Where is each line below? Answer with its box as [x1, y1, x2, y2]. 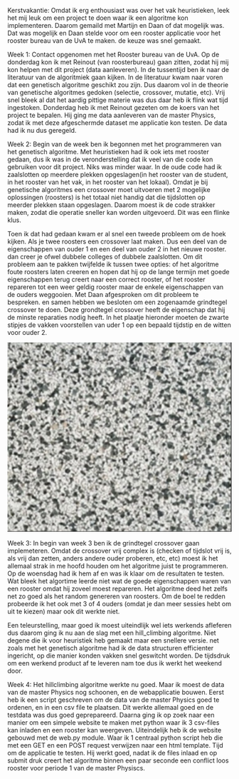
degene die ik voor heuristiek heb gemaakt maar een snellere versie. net [7, 636, 219, 645]
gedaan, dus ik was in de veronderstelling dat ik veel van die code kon [7, 155, 213, 164]
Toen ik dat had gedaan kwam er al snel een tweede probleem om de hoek [7, 230, 226, 238]
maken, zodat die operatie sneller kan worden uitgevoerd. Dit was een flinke [7, 208, 230, 216]
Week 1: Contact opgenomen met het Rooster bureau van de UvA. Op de [7, 50, 220, 59]
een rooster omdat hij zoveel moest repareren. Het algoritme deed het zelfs [7, 585, 228, 593]
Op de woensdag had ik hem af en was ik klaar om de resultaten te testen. [7, 569, 225, 578]
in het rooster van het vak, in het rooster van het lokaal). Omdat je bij [7, 178, 208, 186]
